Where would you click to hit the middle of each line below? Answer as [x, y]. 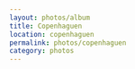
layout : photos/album [50, 17]
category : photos [42, 51]
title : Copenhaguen [46, 26]
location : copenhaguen [52, 34]
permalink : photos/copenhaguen [68, 43]
